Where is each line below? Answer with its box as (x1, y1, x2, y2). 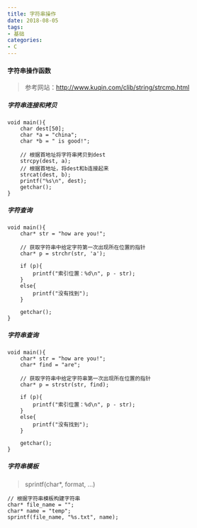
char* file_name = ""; (7, 501, 74, 509)
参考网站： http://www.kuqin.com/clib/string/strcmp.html (24, 83, 190, 92)
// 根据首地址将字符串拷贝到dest (20, 152, 106, 159)
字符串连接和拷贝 (7, 101, 57, 109)
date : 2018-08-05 (7, 17, 59, 24)
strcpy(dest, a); (20, 157, 72, 165)
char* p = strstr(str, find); (20, 381, 110, 388)
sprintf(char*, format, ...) (24, 480, 96, 489)
